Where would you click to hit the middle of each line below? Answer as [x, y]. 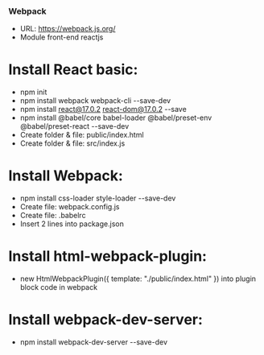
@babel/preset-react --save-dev [74, 126]
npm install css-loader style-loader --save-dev [98, 198]
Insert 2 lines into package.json [72, 224]
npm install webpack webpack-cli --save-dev [95, 101]
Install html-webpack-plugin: [108, 256]
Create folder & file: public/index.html [82, 135]
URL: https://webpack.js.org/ [68, 29]
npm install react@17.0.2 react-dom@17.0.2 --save [103, 109]
